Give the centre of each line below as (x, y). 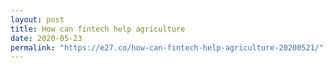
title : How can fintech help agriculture (98, 29)
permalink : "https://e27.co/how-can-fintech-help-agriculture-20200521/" (167, 47)
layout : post (37, 19)
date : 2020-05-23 (46, 38)
